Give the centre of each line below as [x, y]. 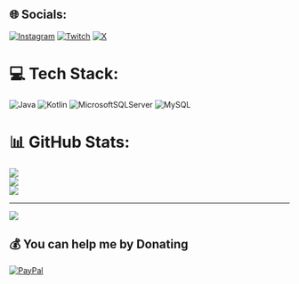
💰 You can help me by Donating [99, 244]
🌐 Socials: [38, 15]
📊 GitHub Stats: [70, 142]
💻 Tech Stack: [64, 74]
